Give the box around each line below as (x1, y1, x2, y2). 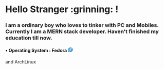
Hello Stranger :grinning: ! (5, 4, 119, 15)
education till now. (5, 34, 52, 42)
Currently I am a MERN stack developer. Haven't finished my (5, 28, 159, 35)
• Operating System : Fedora (5, 47, 67, 53)
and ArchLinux (5, 59, 37, 65)
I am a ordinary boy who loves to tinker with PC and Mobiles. (5, 22, 159, 29)
